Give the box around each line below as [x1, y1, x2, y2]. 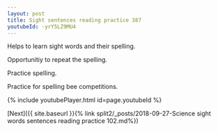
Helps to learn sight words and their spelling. [7, 42, 136, 51]
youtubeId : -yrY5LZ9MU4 [7, 23, 77, 30]
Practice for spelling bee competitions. [7, 83, 118, 91]
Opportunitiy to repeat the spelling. [7, 56, 108, 64]
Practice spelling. [7, 69, 57, 77]
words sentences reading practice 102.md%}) [7, 117, 139, 125]
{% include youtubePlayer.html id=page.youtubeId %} [7, 96, 162, 104]
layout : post [7, 10, 45, 17]
